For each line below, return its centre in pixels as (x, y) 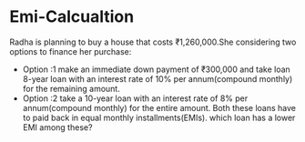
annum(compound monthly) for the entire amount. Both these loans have (159, 107)
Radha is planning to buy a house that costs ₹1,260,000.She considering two (153, 42)
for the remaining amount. (71, 88)
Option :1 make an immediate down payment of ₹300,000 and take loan (157, 69)
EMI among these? (57, 127)
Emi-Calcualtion (72, 17)
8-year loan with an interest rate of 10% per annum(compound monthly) (158, 78)
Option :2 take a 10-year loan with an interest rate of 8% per (135, 98)
